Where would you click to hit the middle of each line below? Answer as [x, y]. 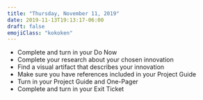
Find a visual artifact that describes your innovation [91, 67]
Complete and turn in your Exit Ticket [71, 89]
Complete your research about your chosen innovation [95, 60]
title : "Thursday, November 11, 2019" [63, 13]
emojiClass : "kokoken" [40, 33]
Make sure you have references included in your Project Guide [107, 74]
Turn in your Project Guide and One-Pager [78, 82]
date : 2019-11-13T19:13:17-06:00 [56, 20]
